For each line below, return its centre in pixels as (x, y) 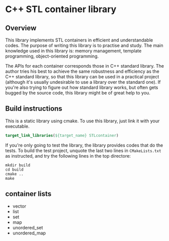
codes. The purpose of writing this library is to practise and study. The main (84, 45)
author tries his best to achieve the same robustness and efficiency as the (82, 71)
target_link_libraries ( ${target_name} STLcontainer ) (62, 135)
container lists (28, 194)
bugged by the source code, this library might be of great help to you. (78, 93)
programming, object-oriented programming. (52, 56)
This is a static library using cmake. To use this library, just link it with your (82, 121)
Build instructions (34, 109)
